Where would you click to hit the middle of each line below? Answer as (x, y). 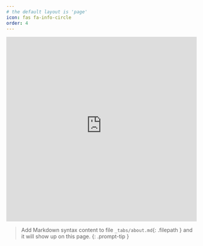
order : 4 (17, 23)
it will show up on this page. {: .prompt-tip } (75, 236)
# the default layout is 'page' (47, 12)
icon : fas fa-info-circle (39, 17)
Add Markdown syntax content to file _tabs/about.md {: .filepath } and (107, 230)
